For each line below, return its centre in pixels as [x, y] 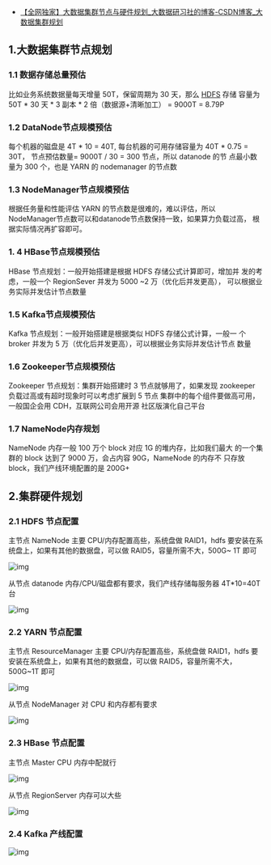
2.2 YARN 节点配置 [45, 632]
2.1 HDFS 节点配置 [44, 521]
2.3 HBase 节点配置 [47, 743]
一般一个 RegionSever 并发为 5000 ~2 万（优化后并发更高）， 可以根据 [139, 281]
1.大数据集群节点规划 [61, 50]
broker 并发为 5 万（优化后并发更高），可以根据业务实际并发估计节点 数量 [130, 343]
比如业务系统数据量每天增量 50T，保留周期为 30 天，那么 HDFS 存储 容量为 [134, 94]
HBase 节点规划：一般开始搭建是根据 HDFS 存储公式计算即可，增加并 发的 [132, 271]
